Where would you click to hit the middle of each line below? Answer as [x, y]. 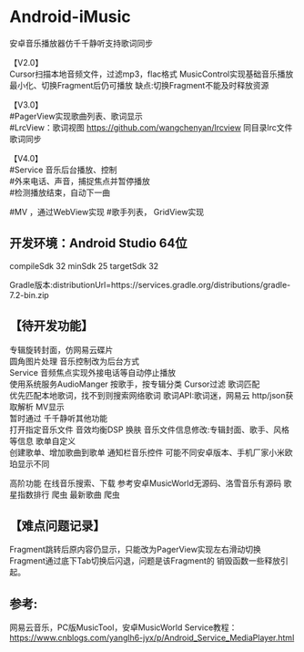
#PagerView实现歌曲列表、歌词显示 [76, 116]
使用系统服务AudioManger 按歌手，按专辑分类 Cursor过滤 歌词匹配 [135, 384]
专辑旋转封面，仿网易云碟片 [61, 349]
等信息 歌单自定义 [42, 440]
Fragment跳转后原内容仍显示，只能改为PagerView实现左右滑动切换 [136, 550]
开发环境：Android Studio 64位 [98, 243]
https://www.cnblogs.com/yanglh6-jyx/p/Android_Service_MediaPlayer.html [152, 638]
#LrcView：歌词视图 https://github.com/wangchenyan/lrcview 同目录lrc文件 [151, 127]
